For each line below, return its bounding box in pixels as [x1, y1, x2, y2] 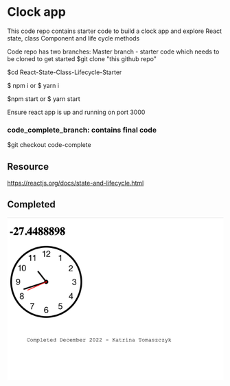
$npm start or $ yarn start [7, 94, 80, 103]
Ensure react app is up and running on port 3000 [7, 108, 146, 116]
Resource [7, 161, 49, 172]
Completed [7, 198, 56, 210]
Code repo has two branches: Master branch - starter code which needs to [7, 47, 220, 56]
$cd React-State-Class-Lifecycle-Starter [7, 68, 122, 76]
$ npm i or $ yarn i [7, 81, 60, 89]
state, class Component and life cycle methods [7, 34, 140, 42]
